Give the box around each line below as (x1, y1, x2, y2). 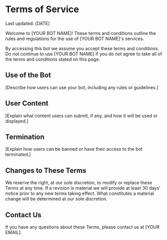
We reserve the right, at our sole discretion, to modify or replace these (5, 180, 152, 186)
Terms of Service (5, 4, 79, 15)
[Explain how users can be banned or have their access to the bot (5, 146, 143, 152)
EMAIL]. (5, 229, 22, 235)
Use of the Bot (5, 71, 51, 80)
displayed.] (5, 118, 29, 124)
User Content (5, 99, 49, 108)
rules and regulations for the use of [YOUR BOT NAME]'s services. (5, 36, 145, 42)
